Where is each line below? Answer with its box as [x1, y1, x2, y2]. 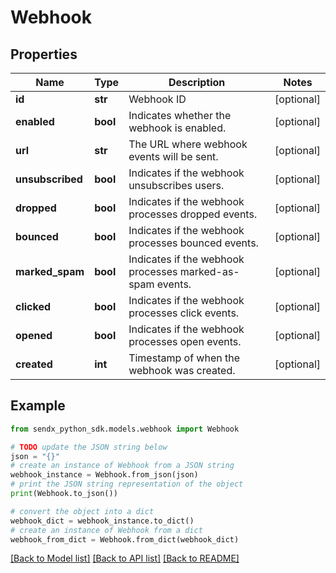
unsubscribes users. [128, 179, 225, 192]
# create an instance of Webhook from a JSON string [10, 461, 235, 471]
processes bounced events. [128, 236, 259, 250]
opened [15, 329, 53, 342]
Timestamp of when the [128, 351, 241, 365]
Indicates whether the [128, 109, 232, 122]
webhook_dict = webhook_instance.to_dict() [10, 516, 195, 526]
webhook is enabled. [128, 121, 227, 135]
